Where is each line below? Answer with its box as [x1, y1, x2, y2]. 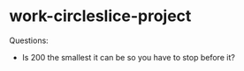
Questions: [9, 35, 49, 46]
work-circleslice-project [9, 6, 192, 26]
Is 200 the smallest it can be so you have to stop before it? [21, 52, 236, 62]
